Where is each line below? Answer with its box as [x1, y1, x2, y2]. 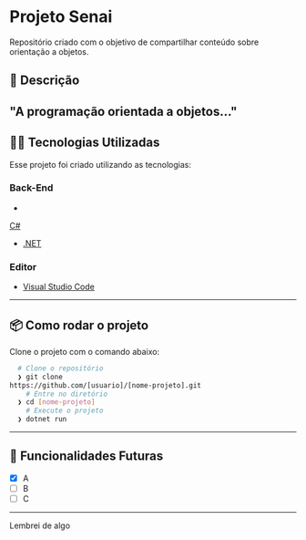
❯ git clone [17, 372, 64, 381]
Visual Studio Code [22, 281, 96, 293]
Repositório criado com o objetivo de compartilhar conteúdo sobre [9, 36, 260, 47]
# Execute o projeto [25, 406, 104, 416]
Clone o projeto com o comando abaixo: [9, 346, 160, 357]
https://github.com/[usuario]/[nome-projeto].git [9, 380, 202, 389]
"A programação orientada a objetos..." [9, 103, 238, 119]
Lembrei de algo [9, 520, 71, 531]
